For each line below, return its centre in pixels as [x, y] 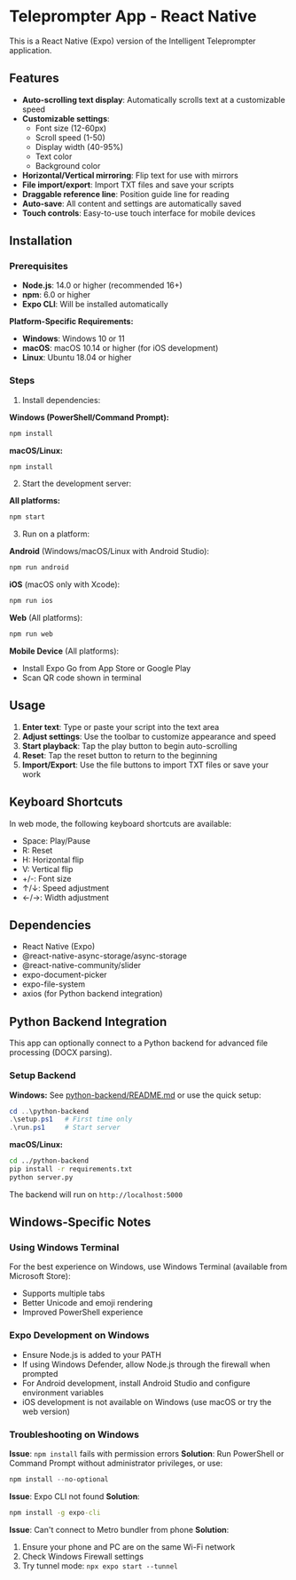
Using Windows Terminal [64, 1248]
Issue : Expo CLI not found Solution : [74, 1496]
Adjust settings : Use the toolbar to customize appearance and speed [149, 736]
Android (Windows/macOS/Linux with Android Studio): [109, 552]
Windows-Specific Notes [80, 1223]
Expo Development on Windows [79, 1336]
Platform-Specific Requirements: [71, 322]
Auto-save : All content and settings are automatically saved [132, 203]
